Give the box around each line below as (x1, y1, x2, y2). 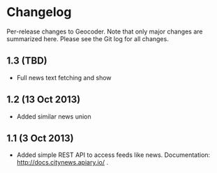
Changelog (6, 4, 72, 20)
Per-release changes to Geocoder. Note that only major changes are (6, 27, 203, 36)
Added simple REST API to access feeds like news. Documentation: (16, 151, 211, 159)
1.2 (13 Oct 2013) (6, 93, 81, 105)
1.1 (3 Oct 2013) (6, 132, 74, 144)
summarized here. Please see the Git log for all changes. (6, 34, 169, 43)
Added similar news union (16, 112, 91, 121)
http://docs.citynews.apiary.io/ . (16, 158, 109, 167)
